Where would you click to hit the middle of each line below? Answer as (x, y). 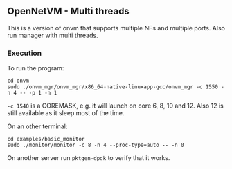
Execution (25, 53)
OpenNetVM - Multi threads (68, 11)
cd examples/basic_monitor (46, 139)
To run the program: (36, 68)
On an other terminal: (37, 126)
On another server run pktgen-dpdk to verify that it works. (89, 158)
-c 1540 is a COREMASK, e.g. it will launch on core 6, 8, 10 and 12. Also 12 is (115, 106)
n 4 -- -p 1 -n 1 (32, 93)
